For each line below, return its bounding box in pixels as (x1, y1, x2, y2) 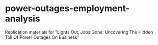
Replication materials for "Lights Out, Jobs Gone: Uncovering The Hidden (5, 29, 153, 35)
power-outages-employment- (5, 3, 130, 14)
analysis (5, 13, 40, 24)
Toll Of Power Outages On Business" (5, 34, 79, 40)
